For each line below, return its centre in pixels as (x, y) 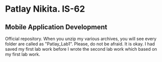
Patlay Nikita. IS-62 (45, 9)
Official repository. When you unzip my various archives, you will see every (81, 39)
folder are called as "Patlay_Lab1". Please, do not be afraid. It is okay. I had (80, 44)
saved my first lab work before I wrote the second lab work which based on (81, 49)
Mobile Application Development (56, 27)
